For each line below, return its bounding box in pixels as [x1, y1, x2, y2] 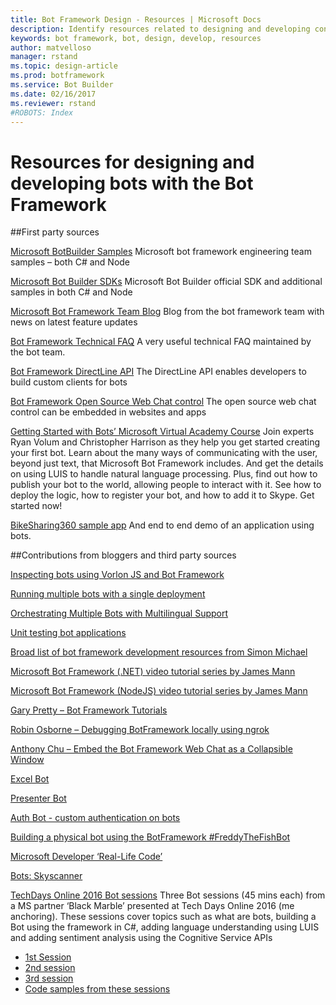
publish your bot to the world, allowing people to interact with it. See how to [10, 479, 322, 491]
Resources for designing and [10, 151, 255, 173]
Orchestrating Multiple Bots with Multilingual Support [10, 607, 229, 620]
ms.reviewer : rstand [10, 98, 97, 108]
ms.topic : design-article [10, 61, 118, 71]
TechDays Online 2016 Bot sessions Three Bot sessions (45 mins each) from [10, 889, 326, 901]
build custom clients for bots [10, 376, 128, 388]
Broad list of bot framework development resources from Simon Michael [10, 646, 308, 658]
